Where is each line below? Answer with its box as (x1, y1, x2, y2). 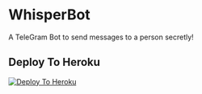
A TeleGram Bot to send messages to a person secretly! (8, 32, 194, 42)
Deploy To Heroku (8, 55, 101, 69)
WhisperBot (8, 6, 90, 24)
